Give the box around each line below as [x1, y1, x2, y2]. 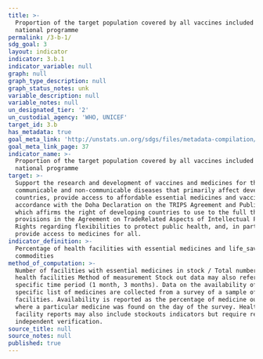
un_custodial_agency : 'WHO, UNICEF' [8, 114, 128, 121]
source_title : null [8, 325, 72, 333]
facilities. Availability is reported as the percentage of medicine [15, 296, 247, 303]
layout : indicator [8, 48, 68, 56]
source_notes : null [8, 332, 72, 340]
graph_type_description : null [8, 77, 107, 85]
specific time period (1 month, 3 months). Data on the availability [15, 281, 247, 289]
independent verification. [15, 317, 103, 325]
